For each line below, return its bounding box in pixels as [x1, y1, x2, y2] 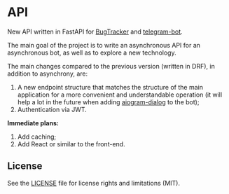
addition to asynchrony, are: [7, 69, 88, 78]
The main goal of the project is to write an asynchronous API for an [7, 41, 201, 49]
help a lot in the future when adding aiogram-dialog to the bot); [17, 97, 200, 106]
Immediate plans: [7, 118, 60, 127]
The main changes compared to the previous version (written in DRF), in [7, 62, 215, 70]
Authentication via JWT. [17, 105, 88, 113]
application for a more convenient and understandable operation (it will [17, 90, 223, 99]
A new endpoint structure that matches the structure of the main [17, 83, 203, 91]
